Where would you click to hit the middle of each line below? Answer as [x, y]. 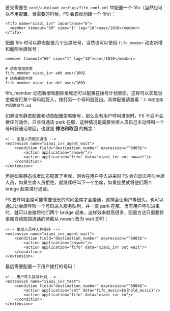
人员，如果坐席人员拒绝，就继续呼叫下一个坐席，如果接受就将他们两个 [79, 182]
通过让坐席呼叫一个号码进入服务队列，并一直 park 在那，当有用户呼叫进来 [83, 206]
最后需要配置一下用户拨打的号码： [41, 266]
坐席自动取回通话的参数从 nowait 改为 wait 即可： [57, 219]
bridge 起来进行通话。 [29, 189]
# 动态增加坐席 [19, 68]
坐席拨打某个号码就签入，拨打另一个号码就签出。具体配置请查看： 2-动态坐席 [84, 99]
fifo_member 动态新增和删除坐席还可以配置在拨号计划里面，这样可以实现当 [84, 93]
